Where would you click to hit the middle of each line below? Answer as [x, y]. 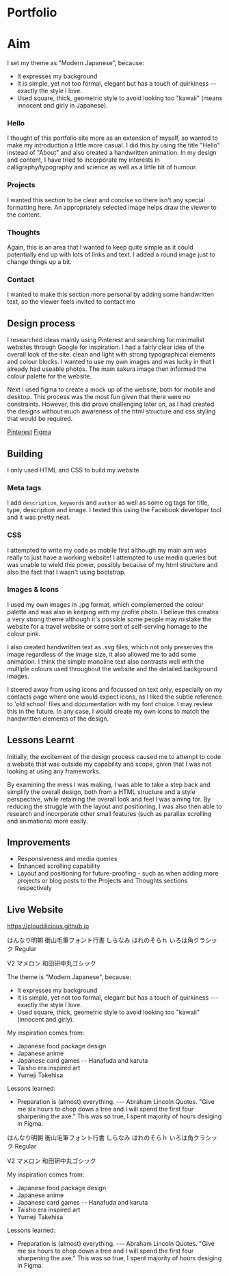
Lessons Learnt [41, 740]
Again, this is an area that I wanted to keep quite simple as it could [100, 248]
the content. [24, 215]
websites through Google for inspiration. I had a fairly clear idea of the [106, 347]
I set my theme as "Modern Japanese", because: [76, 63]
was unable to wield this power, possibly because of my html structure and [112, 564]
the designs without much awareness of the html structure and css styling [111, 411]
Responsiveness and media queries [67, 859]
